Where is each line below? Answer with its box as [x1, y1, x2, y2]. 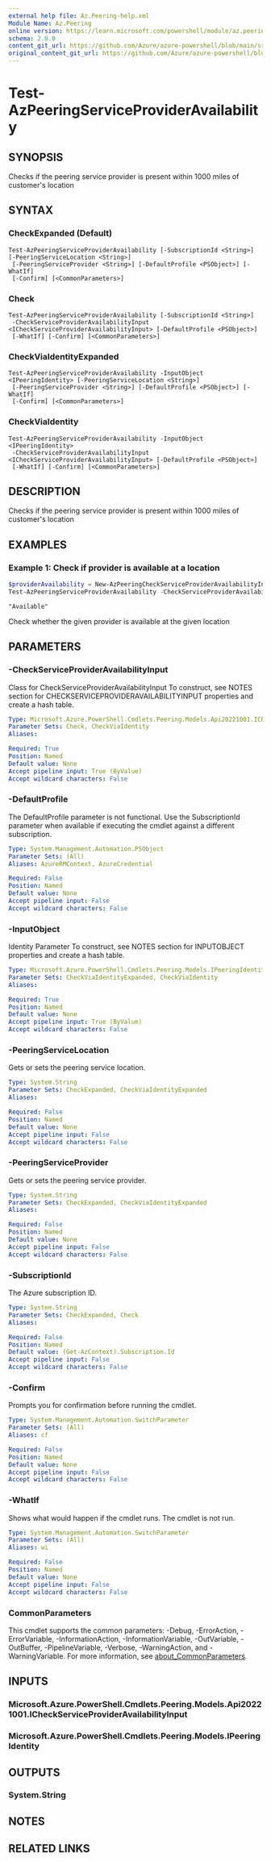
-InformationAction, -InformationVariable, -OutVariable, [56, 1634, 240, 1643]
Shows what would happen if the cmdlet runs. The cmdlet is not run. [8, 1513, 236, 1522]
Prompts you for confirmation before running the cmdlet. [8, 1401, 197, 1410]
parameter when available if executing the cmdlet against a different [8, 820, 236, 831]
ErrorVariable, [8, 1634, 55, 1643]
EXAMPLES [8, 538, 67, 552]
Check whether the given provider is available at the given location [8, 616, 230, 626]
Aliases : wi [8, 1543, 48, 1552]
